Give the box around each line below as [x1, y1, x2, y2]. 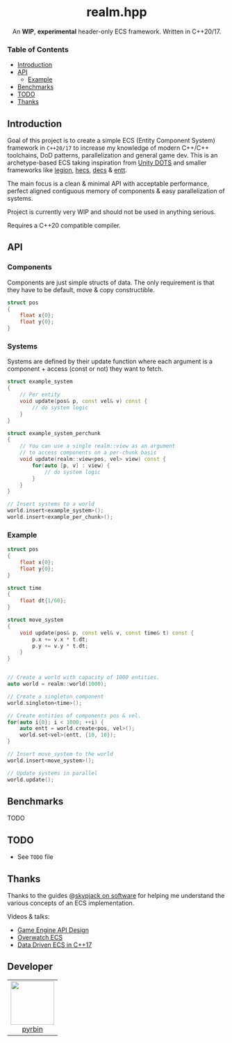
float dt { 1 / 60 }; [19, 597, 67, 604]
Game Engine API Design [17, 926, 89, 934]
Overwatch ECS [17, 934, 63, 942]
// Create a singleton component [7, 693, 104, 700]
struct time [7, 584, 42, 591]
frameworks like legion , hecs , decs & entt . [7, 166, 127, 174]
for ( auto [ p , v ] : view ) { [32, 462, 110, 469]
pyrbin [22, 1024, 43, 1034]
